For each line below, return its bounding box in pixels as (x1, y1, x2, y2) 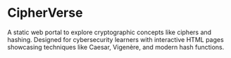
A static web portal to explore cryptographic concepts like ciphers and (7, 28, 212, 36)
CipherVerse (7, 5, 83, 21)
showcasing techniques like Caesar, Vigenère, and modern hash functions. (7, 43, 225, 51)
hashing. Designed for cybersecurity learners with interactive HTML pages (7, 35, 224, 43)
